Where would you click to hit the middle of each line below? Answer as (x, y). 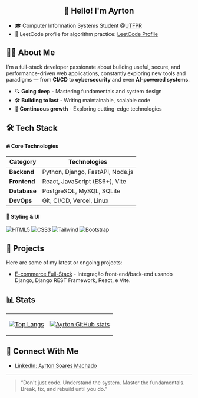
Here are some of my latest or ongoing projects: (64, 263)
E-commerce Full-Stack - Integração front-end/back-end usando (93, 274)
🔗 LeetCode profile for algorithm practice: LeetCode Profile (86, 34)
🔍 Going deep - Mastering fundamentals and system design (88, 91)
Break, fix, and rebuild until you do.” (64, 389)
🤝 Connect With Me (42, 352)
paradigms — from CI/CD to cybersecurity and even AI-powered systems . (98, 79)
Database (23, 191)
